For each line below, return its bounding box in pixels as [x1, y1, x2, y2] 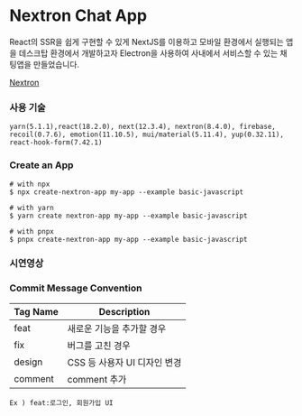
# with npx [9, 180, 50, 189]
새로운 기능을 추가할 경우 [67, 322, 167, 335]
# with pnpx [9, 226, 54, 236]
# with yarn [9, 203, 54, 212]
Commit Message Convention [9, 282, 142, 294]
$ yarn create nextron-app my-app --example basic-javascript [9, 211, 248, 220]
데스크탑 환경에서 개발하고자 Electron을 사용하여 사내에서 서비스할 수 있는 [18, 47, 279, 59]
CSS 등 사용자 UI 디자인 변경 [67, 356, 182, 368]
